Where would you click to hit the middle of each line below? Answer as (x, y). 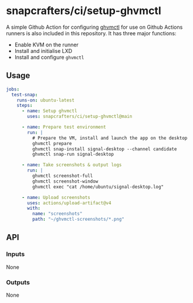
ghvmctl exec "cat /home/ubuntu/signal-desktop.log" (98, 187)
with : (34, 208)
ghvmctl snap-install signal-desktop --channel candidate (104, 149)
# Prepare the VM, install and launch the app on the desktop (110, 138)
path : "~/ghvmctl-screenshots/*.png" (78, 219)
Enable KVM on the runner (47, 45)
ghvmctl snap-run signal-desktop (73, 154)
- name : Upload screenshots (56, 197)
